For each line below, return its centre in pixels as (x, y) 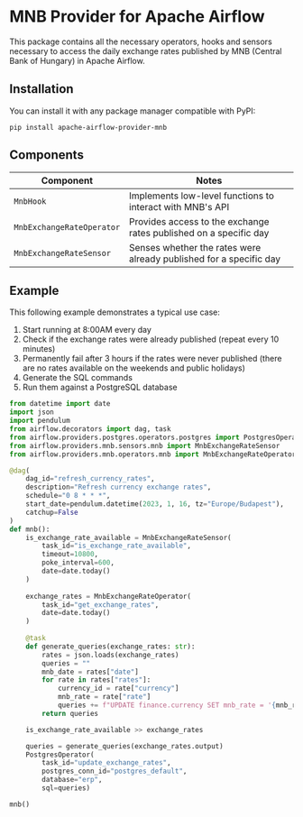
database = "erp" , (72, 780)
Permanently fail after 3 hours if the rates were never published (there (152, 359)
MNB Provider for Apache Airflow (137, 17)
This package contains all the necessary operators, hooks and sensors (141, 41)
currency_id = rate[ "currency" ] (118, 688)
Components (46, 155)
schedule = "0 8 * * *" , (68, 496)
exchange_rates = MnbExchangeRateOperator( (109, 596)
